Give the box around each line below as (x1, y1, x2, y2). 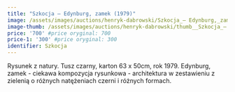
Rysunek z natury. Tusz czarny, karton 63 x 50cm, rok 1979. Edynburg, (7, 62, 211, 70)
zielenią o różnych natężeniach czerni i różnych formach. (7, 77, 172, 84)
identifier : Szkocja (7, 43, 68, 49)
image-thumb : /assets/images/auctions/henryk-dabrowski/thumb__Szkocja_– (7, 23, 227, 30)
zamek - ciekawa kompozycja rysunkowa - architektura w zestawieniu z (7, 69, 215, 77)
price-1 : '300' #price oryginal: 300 (7, 36, 117, 43)
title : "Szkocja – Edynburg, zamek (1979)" (7, 10, 136, 17)
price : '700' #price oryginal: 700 (7, 29, 111, 37)
